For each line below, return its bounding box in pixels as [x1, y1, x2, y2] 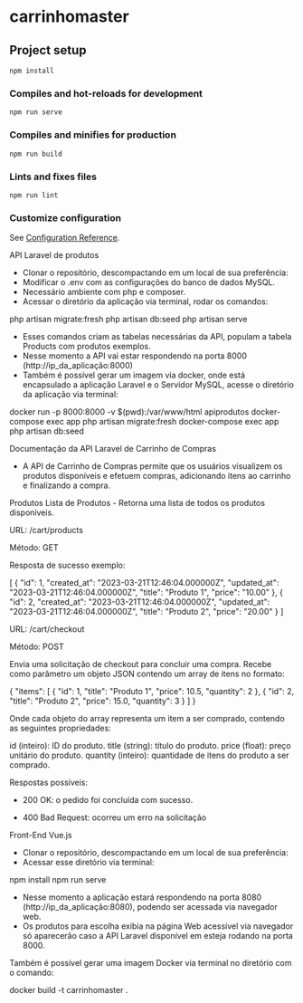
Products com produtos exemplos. [22, 341, 151, 352]
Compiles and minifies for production [9, 129, 176, 141]
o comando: [9, 967, 54, 979]
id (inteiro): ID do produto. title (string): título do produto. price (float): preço [9, 740, 291, 751]
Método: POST [9, 641, 65, 653]
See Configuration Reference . [9, 233, 120, 244]
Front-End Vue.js [9, 830, 72, 841]
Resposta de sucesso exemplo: [9, 559, 126, 571]
